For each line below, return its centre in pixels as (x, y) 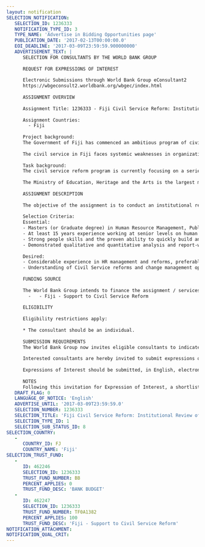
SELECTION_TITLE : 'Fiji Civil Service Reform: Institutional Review (103, 416)
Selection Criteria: (49, 217)
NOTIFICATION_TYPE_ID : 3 (46, 29)
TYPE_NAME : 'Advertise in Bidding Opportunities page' (85, 35)
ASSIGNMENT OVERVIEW (49, 97)
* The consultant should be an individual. (79, 330)
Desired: (34, 256)
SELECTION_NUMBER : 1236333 (49, 410)
